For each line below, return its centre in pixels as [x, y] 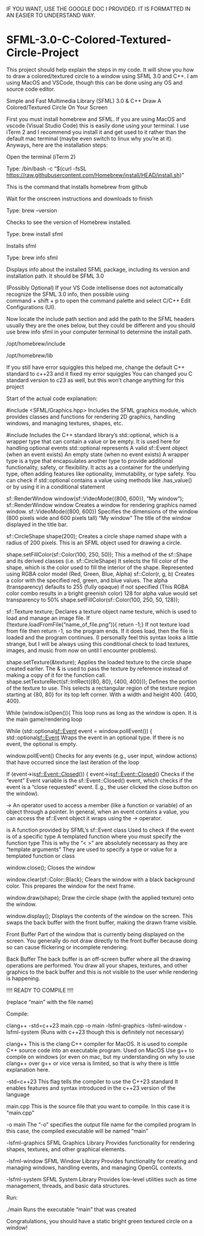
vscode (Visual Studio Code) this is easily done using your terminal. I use [98, 125]
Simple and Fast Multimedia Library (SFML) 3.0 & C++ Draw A [84, 100]
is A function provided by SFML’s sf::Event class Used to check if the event [100, 830]
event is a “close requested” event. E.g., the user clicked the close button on [102, 787]
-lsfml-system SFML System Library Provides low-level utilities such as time [102, 1179]
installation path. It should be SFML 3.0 [55, 276]
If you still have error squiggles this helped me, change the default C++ [96, 367]
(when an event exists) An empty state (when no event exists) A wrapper [97, 454]
